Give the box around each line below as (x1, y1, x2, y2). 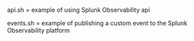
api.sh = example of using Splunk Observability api (7, 6, 150, 14)
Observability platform (7, 27, 70, 34)
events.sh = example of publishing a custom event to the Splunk (7, 19, 188, 27)
